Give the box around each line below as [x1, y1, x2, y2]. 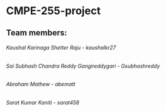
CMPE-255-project [6, 4, 101, 18]
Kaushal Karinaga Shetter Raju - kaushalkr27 [6, 44, 116, 51]
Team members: [6, 28, 68, 38]
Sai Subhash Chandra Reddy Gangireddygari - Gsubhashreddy [6, 62, 160, 69]
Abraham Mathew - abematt [6, 81, 75, 88]
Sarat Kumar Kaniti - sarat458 [6, 99, 79, 106]
